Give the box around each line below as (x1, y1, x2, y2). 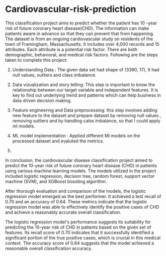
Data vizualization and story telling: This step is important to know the (12, 81, 156, 88)
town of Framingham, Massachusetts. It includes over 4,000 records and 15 (5, 41, 160, 47)
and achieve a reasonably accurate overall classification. (5, 209, 121, 215)
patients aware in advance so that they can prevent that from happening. (5, 30, 155, 36)
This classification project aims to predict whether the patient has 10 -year (5, 20, 158, 26)
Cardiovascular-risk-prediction (5, 3, 136, 15)
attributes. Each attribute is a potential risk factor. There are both (5, 46, 138, 52)
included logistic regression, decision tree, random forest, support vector (5, 173, 155, 179)
